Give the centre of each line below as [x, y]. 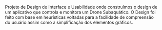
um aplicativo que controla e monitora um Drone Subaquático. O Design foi [81, 12]
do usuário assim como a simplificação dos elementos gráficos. [69, 22]
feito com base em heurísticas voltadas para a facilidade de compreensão [79, 17]
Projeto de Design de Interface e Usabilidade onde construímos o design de [81, 7]
